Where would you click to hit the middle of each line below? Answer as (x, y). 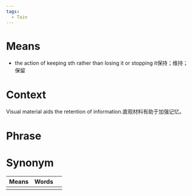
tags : (13, 11)
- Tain (19, 17)
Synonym (30, 163)
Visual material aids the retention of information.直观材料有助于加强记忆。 (95, 112)
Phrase (24, 136)
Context (26, 94)
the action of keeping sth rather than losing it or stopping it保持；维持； (101, 63)
